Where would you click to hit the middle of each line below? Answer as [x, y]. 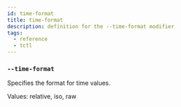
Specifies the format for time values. [59, 83]
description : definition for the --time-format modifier [91, 26]
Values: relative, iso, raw [42, 97]
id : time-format [30, 13]
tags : [15, 33]
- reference [31, 39]
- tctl [23, 46]
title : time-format [35, 20]
